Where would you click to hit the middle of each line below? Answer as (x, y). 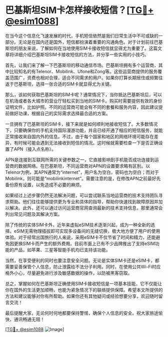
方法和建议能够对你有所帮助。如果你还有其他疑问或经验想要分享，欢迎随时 (82, 296)
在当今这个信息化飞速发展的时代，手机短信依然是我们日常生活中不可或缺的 (82, 36)
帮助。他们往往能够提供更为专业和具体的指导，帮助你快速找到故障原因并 (84, 201)
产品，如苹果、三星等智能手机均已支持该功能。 (62, 250)
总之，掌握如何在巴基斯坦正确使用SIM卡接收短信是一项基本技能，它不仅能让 (84, 283)
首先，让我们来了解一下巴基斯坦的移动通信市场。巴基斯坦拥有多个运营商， (82, 65)
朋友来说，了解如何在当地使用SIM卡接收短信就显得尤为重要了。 (83, 48)
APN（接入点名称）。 (35, 149)
